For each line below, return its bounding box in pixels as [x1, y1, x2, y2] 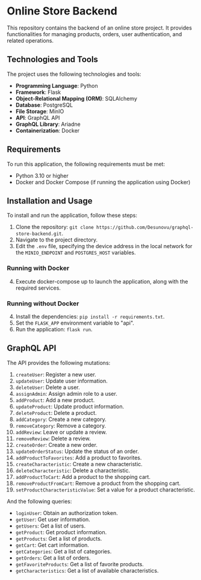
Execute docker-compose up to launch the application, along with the [15, 278, 188, 285]
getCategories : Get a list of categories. [15, 547, 112, 555]
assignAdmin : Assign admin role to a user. [15, 390, 118, 397]
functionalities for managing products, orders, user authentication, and [7, 30, 182, 37]
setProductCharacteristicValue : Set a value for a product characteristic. [15, 486, 195, 493]
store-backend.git [15, 231, 62, 237]
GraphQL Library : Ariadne [15, 120, 81, 128]
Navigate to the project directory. [15, 236, 98, 243]
